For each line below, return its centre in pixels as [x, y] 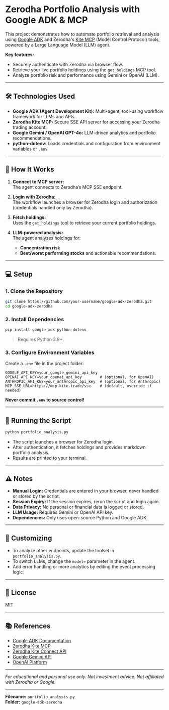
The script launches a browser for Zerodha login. [63, 442]
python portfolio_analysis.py [37, 432]
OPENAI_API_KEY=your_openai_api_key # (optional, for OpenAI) [80, 377]
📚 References [28, 626]
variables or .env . [30, 149]
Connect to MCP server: [38, 182]
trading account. [29, 127]
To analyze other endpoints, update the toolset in [63, 550]
